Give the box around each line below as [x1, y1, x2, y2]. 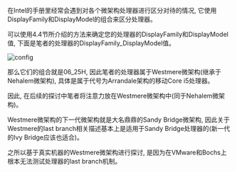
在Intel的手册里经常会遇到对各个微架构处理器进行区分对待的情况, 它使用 [7, 6, 217, 14]
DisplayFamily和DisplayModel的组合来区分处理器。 [7, 15, 157, 23]
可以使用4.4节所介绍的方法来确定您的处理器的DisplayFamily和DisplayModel [7, 30, 229, 38]
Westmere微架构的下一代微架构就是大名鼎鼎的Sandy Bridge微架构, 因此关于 [7, 115, 230, 124]
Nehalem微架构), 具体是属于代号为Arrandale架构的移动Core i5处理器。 [7, 76, 214, 85]
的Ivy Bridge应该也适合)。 [7, 133, 83, 142]
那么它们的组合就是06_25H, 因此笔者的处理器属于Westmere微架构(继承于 [7, 68, 222, 76]
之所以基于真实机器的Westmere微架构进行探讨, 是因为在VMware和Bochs [7, 148, 221, 156]
